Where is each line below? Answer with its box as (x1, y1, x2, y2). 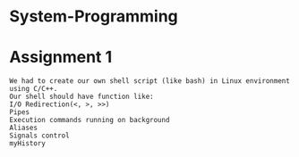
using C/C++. (9, 85, 58, 94)
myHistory (9, 139, 47, 148)
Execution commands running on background (9, 116, 170, 125)
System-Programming (9, 6, 178, 27)
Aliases (9, 123, 38, 133)
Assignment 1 (9, 47, 113, 68)
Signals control (9, 131, 70, 140)
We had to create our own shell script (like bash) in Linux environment (9, 77, 291, 86)
